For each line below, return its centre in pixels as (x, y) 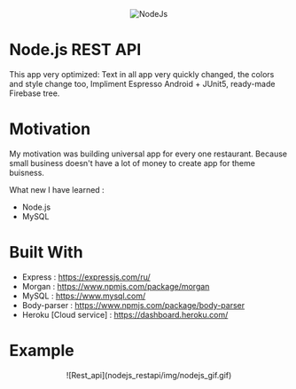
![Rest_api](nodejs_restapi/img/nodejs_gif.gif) (149, 375)
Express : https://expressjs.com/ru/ (86, 277)
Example (42, 351)
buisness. (27, 172)
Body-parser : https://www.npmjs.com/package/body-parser (133, 305)
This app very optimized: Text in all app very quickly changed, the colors (142, 74)
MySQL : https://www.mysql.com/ (84, 296)
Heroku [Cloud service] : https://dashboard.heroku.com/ (125, 314)
